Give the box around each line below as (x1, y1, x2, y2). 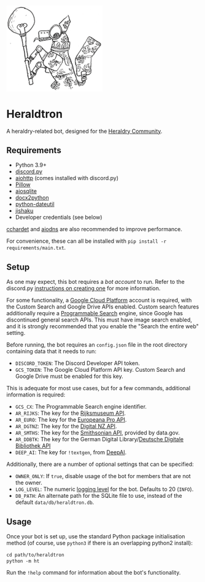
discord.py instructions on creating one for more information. (6, 285, 161, 292)
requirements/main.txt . (6, 244, 66, 251)
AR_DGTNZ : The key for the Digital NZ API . (15, 423, 117, 430)
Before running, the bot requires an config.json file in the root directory (6, 341, 188, 348)
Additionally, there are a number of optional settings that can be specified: (6, 460, 195, 468)
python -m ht (6, 558, 40, 564)
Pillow (15, 181, 31, 189)
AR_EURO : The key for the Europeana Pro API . (15, 416, 127, 423)
